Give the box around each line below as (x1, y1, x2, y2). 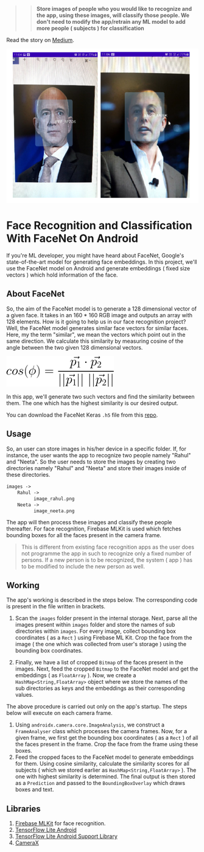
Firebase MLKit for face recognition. (15, 820, 106, 827)
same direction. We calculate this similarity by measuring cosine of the (6, 337, 184, 345)
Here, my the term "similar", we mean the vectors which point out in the (6, 331, 186, 338)
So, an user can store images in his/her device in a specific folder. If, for (6, 445, 187, 452)
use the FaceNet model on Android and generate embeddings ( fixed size (6, 264, 191, 272)
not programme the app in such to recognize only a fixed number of (21, 549, 192, 557)
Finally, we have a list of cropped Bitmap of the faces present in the (15, 659, 184, 666)
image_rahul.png (33, 496, 75, 502)
